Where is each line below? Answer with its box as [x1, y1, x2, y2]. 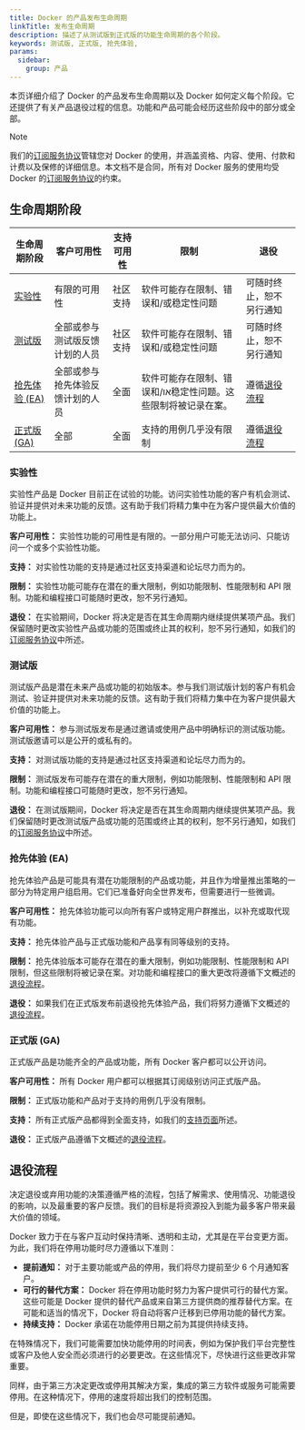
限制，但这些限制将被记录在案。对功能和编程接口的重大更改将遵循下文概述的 [9, 967, 296, 978]
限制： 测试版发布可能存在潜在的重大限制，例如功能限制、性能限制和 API [9, 774, 281, 785]
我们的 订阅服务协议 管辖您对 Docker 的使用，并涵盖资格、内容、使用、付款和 [9, 149, 296, 160]
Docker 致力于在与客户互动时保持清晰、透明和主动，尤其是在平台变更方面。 [9, 1231, 293, 1242]
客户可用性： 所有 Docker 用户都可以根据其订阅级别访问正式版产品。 [9, 1075, 266, 1086]
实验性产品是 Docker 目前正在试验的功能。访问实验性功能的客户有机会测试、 [9, 488, 296, 499]
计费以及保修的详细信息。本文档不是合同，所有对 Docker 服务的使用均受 [9, 161, 280, 172]
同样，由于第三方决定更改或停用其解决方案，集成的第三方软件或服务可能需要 [9, 1380, 296, 1391]
